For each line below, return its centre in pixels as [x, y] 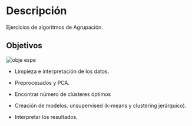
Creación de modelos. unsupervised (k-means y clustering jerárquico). [100, 105]
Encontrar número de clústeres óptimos [63, 94]
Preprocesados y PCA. [42, 82]
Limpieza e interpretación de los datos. [62, 71]
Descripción [37, 11]
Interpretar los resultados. [46, 117]
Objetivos [24, 46]
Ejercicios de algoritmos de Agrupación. [54, 27]
